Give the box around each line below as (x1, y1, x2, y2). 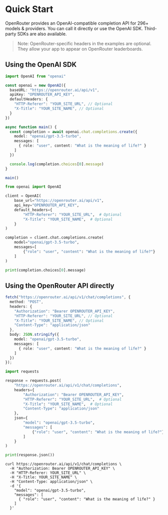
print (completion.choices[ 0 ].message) (5, 268, 86, 273)
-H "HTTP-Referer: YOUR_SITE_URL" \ (9, 470, 86, 475)
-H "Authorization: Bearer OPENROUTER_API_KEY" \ (9, 466, 115, 471)
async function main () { (5, 124, 57, 130)
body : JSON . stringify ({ (9, 332, 59, 337)
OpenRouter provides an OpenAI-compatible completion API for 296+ (5, 20, 149, 26)
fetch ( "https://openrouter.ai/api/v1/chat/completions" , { (5, 295, 131, 300)
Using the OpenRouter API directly (5, 281, 114, 290)
